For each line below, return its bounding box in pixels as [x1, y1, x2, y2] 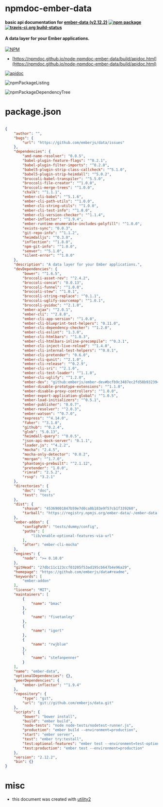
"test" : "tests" [22, 492, 55, 497]
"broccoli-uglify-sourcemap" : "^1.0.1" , [22, 298, 105, 303]
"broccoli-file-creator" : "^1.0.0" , [22, 181, 97, 186]
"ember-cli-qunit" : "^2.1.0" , [22, 357, 83, 362]
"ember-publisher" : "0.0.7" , [22, 402, 81, 407]
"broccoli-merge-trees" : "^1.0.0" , [22, 185, 95, 190]
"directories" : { [14, 484, 49, 489]
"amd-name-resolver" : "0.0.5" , [22, 154, 86, 158]
